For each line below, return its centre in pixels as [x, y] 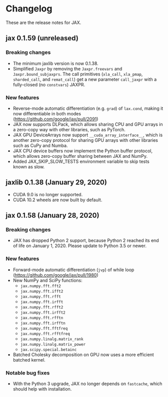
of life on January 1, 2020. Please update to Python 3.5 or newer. [80, 246]
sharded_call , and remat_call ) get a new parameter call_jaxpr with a [85, 79]
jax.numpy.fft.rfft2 [42, 307]
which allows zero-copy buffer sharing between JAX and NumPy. [80, 156]
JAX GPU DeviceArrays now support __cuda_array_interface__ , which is [88, 135]
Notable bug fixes [28, 373]
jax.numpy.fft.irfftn [43, 323]
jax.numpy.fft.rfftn [42, 318]
